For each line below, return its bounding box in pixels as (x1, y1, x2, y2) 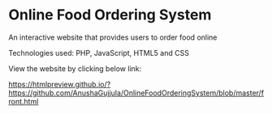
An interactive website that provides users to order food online (8, 32, 218, 42)
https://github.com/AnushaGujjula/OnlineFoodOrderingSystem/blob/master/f (8, 87, 265, 98)
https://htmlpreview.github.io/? (8, 79, 111, 89)
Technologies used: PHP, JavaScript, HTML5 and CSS (8, 48, 189, 57)
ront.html (8, 96, 39, 106)
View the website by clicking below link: (8, 63, 142, 74)
